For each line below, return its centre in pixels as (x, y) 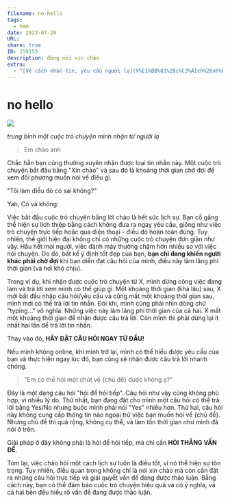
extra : (16, 64)
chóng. (17, 367)
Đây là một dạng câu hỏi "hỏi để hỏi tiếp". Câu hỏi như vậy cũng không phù (113, 393)
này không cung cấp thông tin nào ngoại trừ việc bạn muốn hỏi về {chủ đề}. (114, 415)
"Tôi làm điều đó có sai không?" (52, 191)
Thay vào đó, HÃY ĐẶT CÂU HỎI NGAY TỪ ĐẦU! (76, 339)
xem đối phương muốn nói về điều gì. (59, 177)
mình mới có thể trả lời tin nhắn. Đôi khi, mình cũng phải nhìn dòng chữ (107, 304)
